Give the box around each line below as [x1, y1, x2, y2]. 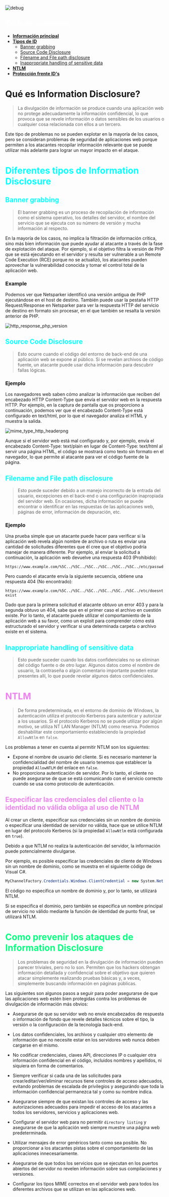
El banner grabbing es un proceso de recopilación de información [17, 209, 154, 215]
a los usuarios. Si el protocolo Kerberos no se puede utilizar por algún [17, 718, 162, 724]
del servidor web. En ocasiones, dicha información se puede [17, 498, 144, 504]
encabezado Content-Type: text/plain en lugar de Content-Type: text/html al [5, 443, 163, 449]
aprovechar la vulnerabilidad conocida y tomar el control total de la [5, 262, 144, 268]
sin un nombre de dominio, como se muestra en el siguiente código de [5, 863, 152, 869]
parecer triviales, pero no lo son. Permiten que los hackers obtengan [17, 964, 160, 970]
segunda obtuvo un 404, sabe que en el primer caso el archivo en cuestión [5, 607, 161, 613]
